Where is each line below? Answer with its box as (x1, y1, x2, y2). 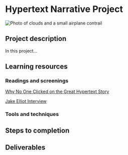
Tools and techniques (5, 111, 59, 118)
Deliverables (5, 143, 46, 152)
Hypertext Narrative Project (5, 3, 123, 15)
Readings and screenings (5, 77, 69, 84)
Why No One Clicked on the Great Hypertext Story (5, 88, 109, 94)
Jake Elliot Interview (5, 98, 47, 104)
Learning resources (5, 62, 68, 71)
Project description (5, 34, 67, 43)
